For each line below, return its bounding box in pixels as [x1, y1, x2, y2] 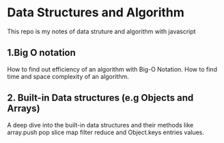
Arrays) [7, 103, 40, 114]
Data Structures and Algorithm [7, 5, 184, 20]
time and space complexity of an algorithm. [7, 72, 129, 80]
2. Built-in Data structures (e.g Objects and [7, 92, 194, 104]
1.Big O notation [7, 47, 76, 59]
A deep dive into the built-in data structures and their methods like [7, 121, 194, 129]
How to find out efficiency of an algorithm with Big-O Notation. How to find [7, 65, 217, 73]
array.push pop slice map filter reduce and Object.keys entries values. [7, 128, 205, 136]
